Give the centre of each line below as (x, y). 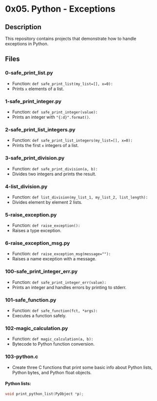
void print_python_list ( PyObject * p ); (44, 394)
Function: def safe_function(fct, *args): (55, 310)
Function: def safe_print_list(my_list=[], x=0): (62, 83)
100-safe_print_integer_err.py (41, 272)
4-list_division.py (26, 186)
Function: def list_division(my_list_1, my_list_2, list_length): (80, 197)
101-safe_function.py (31, 300)
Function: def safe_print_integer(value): (55, 112)
